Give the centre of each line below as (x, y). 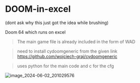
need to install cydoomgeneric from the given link (67, 51)
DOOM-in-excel (38, 9)
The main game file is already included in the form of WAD (76, 41)
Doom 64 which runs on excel (35, 32)
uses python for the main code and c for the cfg (66, 66)
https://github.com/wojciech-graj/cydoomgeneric (67, 56)
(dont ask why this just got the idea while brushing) (57, 23)
